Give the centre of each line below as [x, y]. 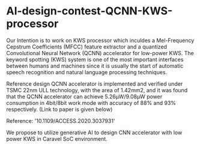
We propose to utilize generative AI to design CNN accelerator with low [94, 132]
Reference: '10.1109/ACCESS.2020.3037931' [61, 120]
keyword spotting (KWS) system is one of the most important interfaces [95, 59]
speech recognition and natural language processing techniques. [87, 72]
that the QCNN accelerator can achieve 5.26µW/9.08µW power [84, 96]
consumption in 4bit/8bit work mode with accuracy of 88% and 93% [91, 102]
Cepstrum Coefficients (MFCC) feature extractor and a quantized [86, 47]
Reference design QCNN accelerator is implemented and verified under [95, 84]
